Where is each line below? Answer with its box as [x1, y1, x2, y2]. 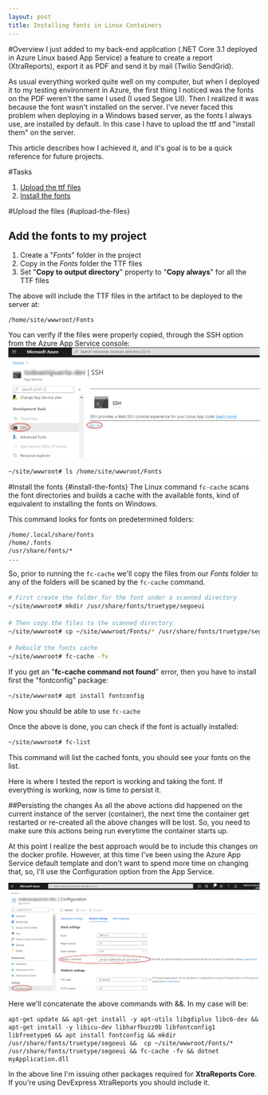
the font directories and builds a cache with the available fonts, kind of [8, 490, 239, 500]
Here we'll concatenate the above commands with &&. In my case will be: [8, 998, 249, 1008]
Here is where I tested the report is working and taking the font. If [8, 776, 223, 786]
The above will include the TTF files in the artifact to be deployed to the [8, 291, 243, 301]
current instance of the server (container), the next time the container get [8, 809, 250, 818]
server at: [8, 300, 40, 309]
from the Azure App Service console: [8, 339, 130, 349]
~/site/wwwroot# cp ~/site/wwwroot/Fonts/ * [8, 627, 156, 636]
